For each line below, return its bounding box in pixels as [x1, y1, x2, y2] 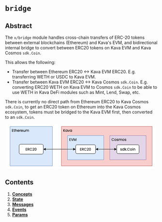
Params [12, 211, 28, 218]
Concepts [12, 191, 32, 197]
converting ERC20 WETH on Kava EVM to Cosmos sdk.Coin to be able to [12, 84, 157, 90]
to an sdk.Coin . [5, 114, 35, 120]
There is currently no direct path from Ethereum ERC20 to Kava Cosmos [5, 99, 149, 104]
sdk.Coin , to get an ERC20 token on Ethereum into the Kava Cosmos [5, 104, 141, 110]
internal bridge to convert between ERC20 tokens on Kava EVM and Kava [5, 45, 151, 50]
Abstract [5, 22, 32, 30]
